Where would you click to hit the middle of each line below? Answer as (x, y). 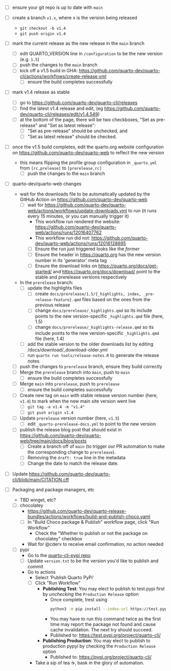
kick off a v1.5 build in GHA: (49, 71)
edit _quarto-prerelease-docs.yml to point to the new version (92, 424)
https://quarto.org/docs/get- (128, 266)
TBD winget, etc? (38, 500)
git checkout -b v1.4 (43, 28)
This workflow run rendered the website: (78, 222)
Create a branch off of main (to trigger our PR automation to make (96, 446)
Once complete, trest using (79, 599)
